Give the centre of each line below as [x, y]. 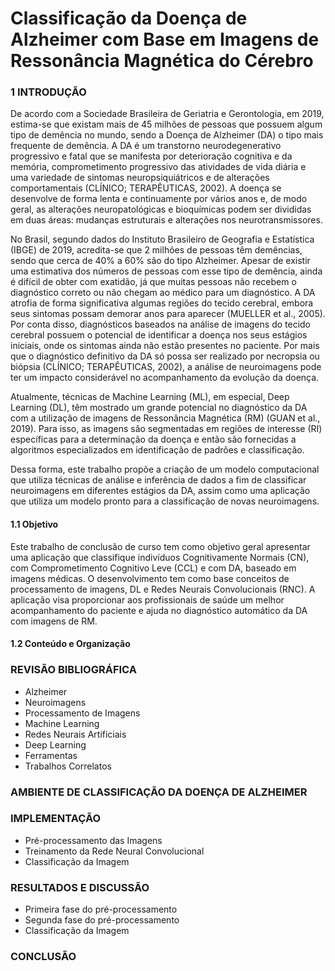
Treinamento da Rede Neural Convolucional [114, 851]
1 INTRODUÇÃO [48, 92]
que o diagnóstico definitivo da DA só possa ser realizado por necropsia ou [165, 356]
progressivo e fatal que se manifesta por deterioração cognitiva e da [151, 156]
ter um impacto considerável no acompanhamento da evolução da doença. [165, 378]
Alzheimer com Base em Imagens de [165, 39]
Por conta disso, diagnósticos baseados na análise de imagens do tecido [160, 324]
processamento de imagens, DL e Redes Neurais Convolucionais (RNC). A [163, 589]
